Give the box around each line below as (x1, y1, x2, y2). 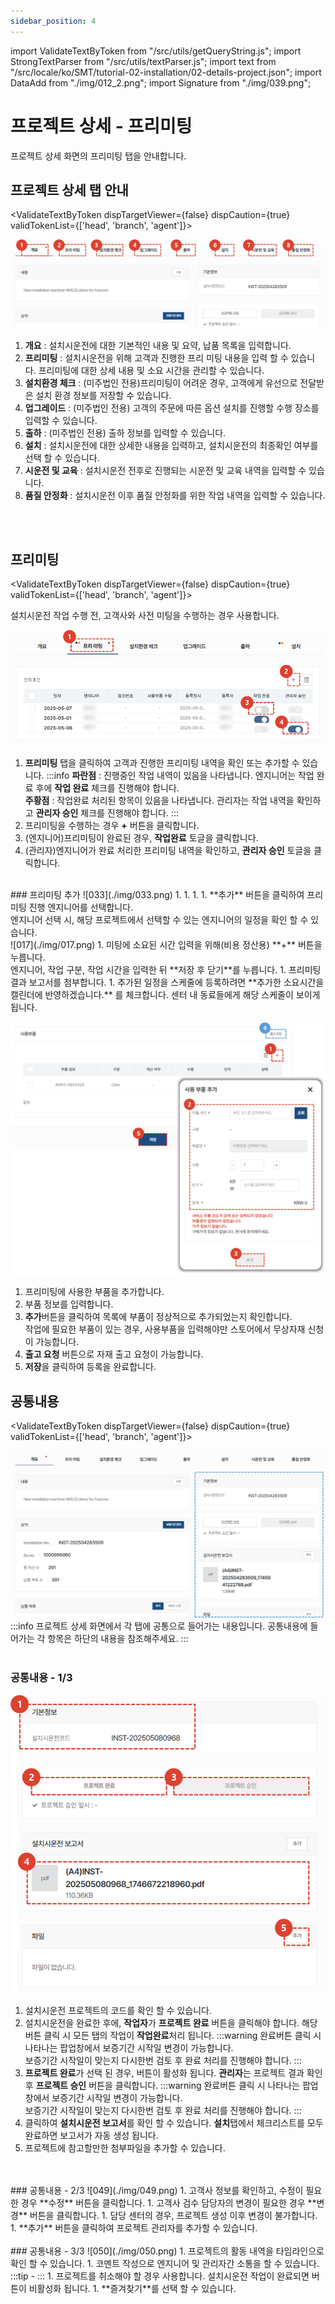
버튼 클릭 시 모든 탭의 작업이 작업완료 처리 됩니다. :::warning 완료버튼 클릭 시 (24, 2029, 322, 2041)
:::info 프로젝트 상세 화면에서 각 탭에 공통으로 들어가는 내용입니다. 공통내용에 (10, 1620, 308, 1632)
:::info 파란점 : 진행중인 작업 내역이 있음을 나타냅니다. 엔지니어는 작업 (46, 770, 315, 782)
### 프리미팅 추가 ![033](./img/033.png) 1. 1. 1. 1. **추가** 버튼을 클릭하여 (10, 889, 305, 901)
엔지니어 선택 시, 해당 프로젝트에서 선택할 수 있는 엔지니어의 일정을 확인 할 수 (10, 914, 309, 926)
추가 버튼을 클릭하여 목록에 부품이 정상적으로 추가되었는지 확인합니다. (24, 1311, 293, 1323)
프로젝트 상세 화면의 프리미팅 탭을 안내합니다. (10, 150, 187, 162)
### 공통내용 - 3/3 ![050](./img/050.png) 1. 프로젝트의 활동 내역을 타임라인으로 (10, 2245, 325, 2257)
